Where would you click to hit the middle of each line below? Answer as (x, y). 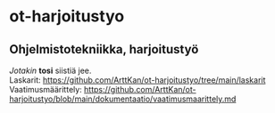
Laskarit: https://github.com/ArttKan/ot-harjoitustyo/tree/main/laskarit (137, 80)
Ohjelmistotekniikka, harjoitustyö (104, 49)
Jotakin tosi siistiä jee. (50, 70)
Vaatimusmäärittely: (46, 89)
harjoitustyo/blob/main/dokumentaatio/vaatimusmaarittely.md (123, 99)
